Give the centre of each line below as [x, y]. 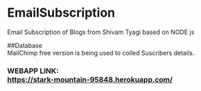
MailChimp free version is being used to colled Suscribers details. [101, 53]
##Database [25, 45]
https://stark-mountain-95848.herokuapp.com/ [90, 79]
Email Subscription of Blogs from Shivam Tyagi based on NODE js [101, 32]
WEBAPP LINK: [33, 71]
